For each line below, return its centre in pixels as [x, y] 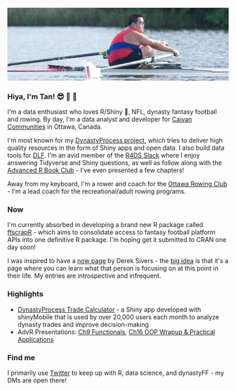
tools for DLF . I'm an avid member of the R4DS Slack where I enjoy [104, 155]
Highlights [25, 294]
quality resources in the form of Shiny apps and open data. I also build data [116, 148]
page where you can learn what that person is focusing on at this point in [113, 269]
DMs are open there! [37, 380]
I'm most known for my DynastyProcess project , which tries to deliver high [115, 141]
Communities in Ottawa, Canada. [55, 127]
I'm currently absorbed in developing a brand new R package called [105, 225]
